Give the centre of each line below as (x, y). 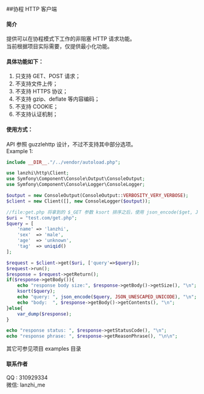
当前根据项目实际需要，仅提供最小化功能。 (59, 46)
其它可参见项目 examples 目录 (44, 349)
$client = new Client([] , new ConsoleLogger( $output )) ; (78, 201)
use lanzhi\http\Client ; (38, 173)
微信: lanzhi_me (26, 385)
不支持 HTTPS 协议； (42, 91)
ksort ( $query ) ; (36, 292)
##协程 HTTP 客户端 (32, 9)
